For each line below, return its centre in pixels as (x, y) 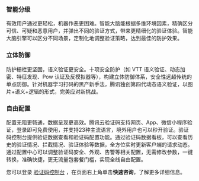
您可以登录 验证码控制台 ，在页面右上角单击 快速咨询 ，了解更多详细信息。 (96, 172)
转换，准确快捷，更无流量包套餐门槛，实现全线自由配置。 (76, 159)
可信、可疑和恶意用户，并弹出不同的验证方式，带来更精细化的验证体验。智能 (99, 31)
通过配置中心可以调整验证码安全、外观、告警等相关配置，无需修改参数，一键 (99, 152)
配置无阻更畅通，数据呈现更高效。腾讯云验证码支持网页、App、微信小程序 (97, 122)
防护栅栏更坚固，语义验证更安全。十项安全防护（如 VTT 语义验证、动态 (93, 69)
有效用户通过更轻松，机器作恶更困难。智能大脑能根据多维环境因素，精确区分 (99, 23)
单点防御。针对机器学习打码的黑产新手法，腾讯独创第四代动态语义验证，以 (97, 84)
